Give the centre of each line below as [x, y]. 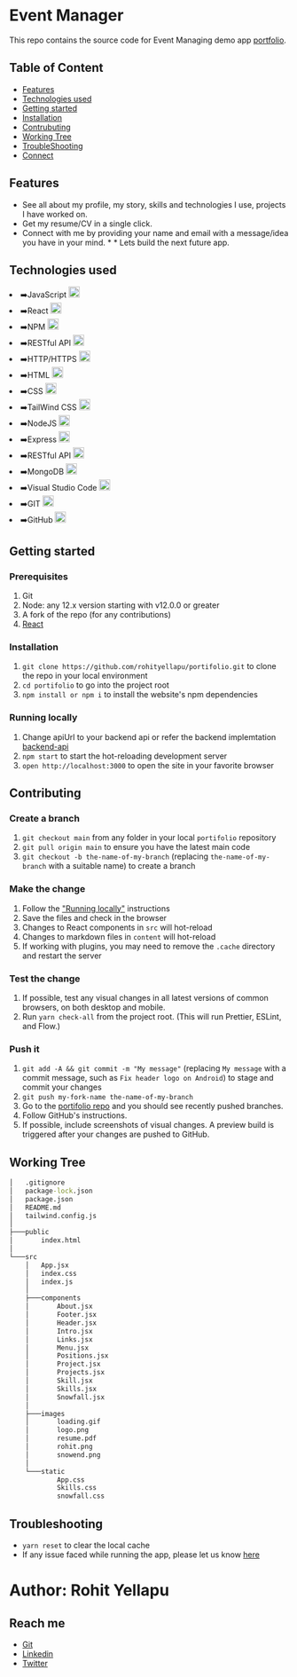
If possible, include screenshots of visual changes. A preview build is [148, 1125]
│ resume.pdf [61, 1438]
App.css [71, 1480]
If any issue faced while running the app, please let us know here [141, 1555]
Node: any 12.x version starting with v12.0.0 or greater [121, 605]
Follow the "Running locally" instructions [96, 908]
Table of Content [56, 68]
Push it [24, 1049]
